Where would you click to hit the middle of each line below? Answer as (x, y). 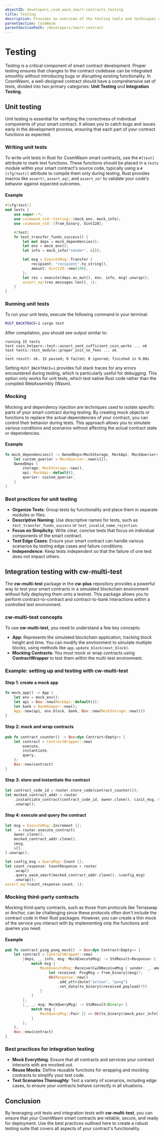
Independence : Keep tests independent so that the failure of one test (82, 551)
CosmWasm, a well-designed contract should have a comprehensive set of (81, 81)
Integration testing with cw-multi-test (64, 572)
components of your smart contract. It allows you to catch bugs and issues (80, 124)
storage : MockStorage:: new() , (53, 468)
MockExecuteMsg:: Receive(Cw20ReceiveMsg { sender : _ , (96, 968)
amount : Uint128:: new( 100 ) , (60, 268)
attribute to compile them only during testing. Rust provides (90, 173)
